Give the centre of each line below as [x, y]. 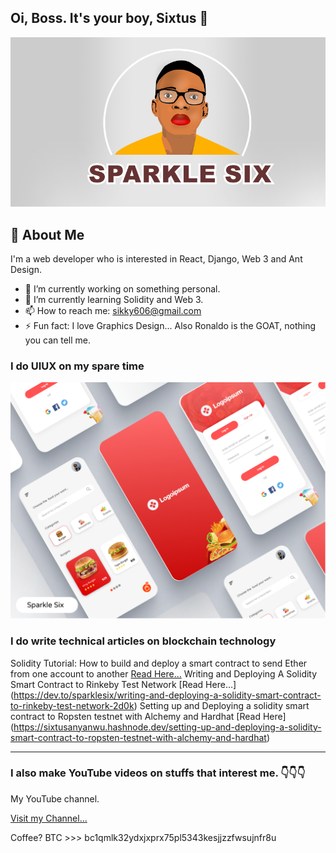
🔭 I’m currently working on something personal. [122, 288]
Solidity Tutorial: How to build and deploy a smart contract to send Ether [159, 663]
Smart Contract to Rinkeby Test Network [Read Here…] [123, 684]
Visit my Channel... [49, 818]
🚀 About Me [47, 234]
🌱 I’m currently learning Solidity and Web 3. [114, 299]
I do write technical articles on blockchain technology [143, 641]
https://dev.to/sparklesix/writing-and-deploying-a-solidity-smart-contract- [167, 695]
